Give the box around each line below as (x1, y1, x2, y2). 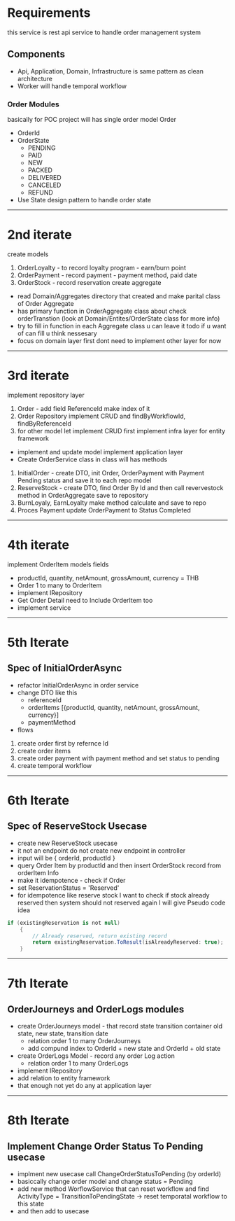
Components (7, 48, 65, 60)
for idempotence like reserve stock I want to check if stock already (17, 891, 210, 899)
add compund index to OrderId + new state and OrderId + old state (27, 1045, 221, 1053)
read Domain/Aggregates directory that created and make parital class (17, 292, 221, 300)
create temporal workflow (17, 761, 92, 769)
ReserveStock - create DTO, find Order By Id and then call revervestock (17, 483, 224, 491)
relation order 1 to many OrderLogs (27, 1059, 129, 1068)
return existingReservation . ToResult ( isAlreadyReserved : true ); (32, 939, 224, 946)
